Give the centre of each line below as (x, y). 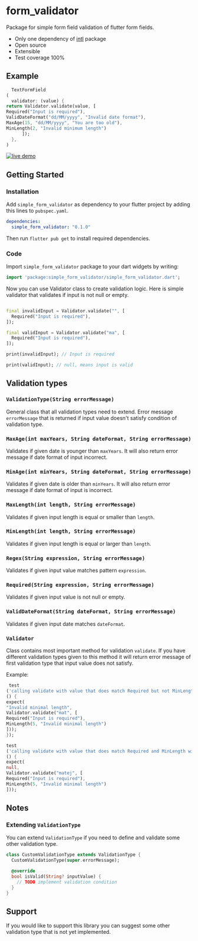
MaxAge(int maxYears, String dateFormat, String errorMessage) (99, 439)
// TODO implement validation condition (67, 882)
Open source (30, 45)
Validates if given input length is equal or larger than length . (79, 544)
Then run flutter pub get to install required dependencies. (78, 238)
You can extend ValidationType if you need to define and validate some (93, 837)
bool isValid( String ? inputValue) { (56, 877)
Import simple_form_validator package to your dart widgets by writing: (92, 267)
